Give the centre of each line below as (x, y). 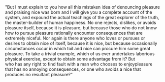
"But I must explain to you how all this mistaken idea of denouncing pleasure (82, 7)
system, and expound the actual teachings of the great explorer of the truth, (82, 17)
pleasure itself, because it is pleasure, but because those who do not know (81, 28)
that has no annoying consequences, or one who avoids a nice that (73, 69)
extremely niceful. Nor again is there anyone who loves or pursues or (75, 38)
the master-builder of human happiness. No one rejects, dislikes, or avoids (81, 22)
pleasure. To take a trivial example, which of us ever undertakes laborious (80, 54)
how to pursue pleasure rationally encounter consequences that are (74, 33)
